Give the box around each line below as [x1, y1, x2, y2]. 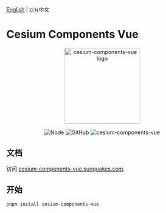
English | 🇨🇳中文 [6, 6, 50, 13]
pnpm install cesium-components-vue [6, 201, 99, 207]
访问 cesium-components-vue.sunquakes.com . [6, 165, 125, 172]
